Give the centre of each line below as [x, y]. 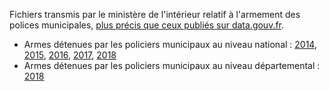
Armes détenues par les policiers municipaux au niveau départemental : [172, 65]
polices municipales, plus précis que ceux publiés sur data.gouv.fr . [147, 25]
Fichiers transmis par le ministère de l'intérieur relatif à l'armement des [155, 14]
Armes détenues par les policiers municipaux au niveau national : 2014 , [170, 44]
